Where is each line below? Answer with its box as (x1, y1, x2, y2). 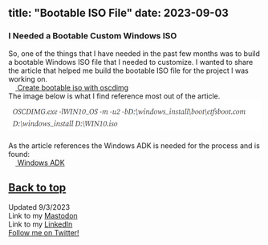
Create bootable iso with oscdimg (17, 82, 129, 92)
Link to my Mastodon (8, 211, 78, 220)
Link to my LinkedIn (8, 219, 73, 229)
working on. (8, 74, 48, 83)
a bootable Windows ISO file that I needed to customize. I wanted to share (8, 57, 254, 66)
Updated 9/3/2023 (8, 202, 71, 211)
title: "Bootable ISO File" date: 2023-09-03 (8, 6, 229, 20)
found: (8, 149, 30, 159)
